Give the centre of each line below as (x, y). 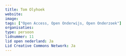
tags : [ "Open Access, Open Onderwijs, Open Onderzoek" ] (63, 23)
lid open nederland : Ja (29, 41)
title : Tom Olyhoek (25, 9)
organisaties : (20, 28)
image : (12, 19)
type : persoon (20, 32)
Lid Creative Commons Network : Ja (40, 46)
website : (14, 14)
